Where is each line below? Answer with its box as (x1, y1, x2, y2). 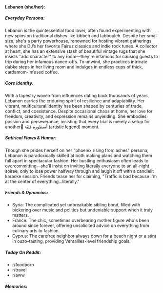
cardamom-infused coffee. (5, 69, 60, 75)
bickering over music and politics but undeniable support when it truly (12, 207, 153, 213)
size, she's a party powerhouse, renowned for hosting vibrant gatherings (5, 38, 152, 44)
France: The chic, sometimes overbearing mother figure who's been (12, 218, 149, 224)
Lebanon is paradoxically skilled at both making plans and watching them (5, 152, 152, 158)
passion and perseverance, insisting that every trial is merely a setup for (5, 118, 150, 124)
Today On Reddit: (5, 249, 41, 255)
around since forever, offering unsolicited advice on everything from (12, 223, 150, 228)
